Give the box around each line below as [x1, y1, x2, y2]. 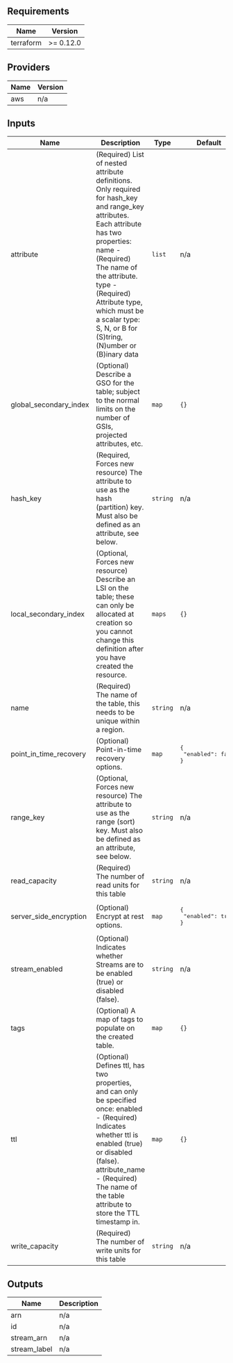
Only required [96, 184, 141, 194]
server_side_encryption [10, 911, 87, 921]
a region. [96, 725, 125, 735]
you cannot [96, 627, 133, 637]
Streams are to [96, 960, 144, 970]
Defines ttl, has [96, 1061, 145, 1070]
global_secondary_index [10, 400, 89, 409]
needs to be [96, 708, 135, 717]
